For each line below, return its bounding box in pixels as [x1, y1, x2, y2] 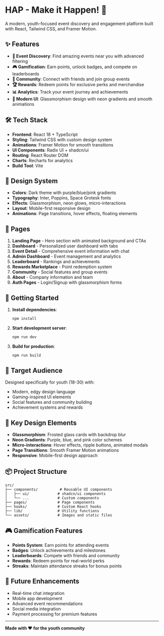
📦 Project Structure [5, 467, 67, 476]
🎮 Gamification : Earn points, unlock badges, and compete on [12, 64, 138, 70]
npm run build [12, 353, 41, 358]
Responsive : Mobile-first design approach [12, 453, 98, 459]
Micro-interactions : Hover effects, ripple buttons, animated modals [12, 442, 148, 448]
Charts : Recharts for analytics [12, 157, 73, 163]
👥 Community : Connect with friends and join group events [12, 76, 130, 82]
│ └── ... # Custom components [5, 496, 99, 501]
